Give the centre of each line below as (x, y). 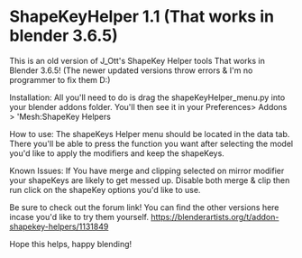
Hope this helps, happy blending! (71, 244)
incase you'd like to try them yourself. (79, 217)
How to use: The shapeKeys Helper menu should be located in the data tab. (150, 134)
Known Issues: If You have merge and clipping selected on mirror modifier (147, 170)
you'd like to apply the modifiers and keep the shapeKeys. (117, 153)
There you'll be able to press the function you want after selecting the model (151, 143)
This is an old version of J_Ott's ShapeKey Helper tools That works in (137, 60)
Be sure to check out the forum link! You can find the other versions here (144, 207)
